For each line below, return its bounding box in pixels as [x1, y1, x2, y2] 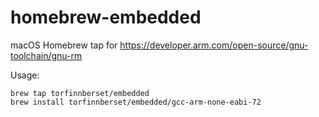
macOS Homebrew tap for [10, 39, 118, 51]
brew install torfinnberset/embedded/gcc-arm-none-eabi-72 [10, 97, 262, 107]
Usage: [10, 69, 40, 81]
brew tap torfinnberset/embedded [10, 88, 150, 98]
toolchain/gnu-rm [10, 49, 83, 61]
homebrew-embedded [10, 6, 202, 29]
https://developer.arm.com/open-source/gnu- [119, 39, 309, 51]
